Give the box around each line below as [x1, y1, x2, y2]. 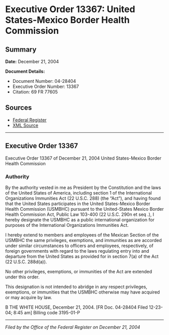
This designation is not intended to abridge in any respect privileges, [5, 283, 147, 290]
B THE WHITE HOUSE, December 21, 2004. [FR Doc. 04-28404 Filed [5, 304, 148, 310]
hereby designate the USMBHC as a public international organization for [5, 216, 155, 223]
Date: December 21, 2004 [5, 59, 59, 64]
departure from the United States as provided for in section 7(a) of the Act [5, 253, 159, 259]
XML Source [12, 122, 39, 128]
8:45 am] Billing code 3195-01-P [13, 309, 80, 315]
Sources [5, 104, 32, 112]
